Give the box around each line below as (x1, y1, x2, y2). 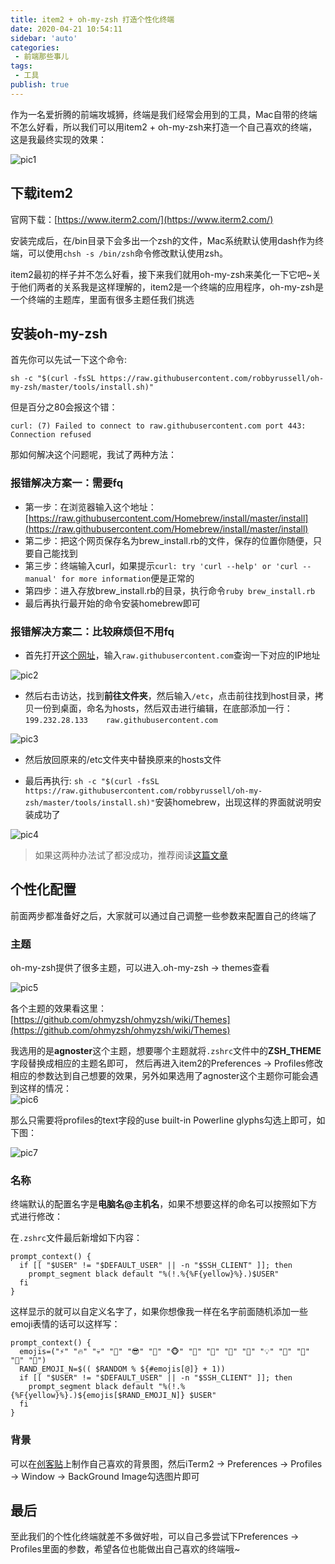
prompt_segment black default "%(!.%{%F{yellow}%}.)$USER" (28, 1269, 280, 1280)
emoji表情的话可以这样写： (10, 1318, 121, 1330)
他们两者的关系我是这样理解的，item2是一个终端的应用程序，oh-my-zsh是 (18, 281, 325, 293)
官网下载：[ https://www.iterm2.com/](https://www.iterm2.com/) (10, 213, 274, 225)
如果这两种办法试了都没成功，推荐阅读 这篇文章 (34, 849, 228, 861)
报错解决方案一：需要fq (10, 476, 124, 490)
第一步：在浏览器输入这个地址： (24, 501, 157, 513)
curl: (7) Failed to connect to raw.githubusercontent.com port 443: (10, 421, 307, 431)
